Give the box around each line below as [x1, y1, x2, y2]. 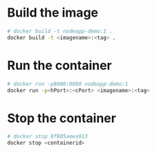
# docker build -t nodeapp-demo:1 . [7, 28, 113, 35]
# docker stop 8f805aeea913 [7, 133, 89, 140]
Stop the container [7, 110, 116, 126]
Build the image [7, 5, 99, 21]
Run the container [7, 57, 112, 73]
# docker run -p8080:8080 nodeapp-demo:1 [7, 80, 129, 87]
